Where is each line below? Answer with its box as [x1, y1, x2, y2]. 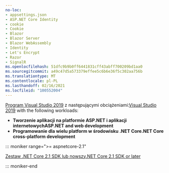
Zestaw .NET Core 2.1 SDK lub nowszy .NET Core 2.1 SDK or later [5, 153, 141, 159]
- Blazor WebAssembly [5, 41, 52, 46]
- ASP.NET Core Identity [5, 17, 58, 22]
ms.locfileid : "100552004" [5, 88, 63, 93]
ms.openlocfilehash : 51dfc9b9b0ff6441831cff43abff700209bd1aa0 [5, 64, 143, 69]
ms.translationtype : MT [5, 74, 56, 79]
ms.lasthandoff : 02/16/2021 [5, 83, 65, 88]
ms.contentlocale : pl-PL [5, 78, 58, 83]
